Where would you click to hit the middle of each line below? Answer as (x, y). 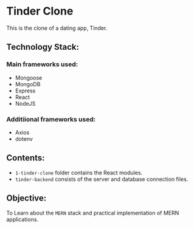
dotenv (24, 138)
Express (25, 91)
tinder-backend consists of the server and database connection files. (102, 179)
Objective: (26, 198)
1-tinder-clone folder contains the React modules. (79, 173)
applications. (22, 219)
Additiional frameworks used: (51, 119)
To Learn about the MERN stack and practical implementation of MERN (93, 213)
